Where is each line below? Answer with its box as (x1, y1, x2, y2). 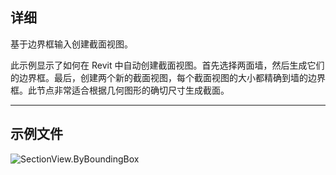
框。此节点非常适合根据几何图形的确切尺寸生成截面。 (10, 84, 230, 96)
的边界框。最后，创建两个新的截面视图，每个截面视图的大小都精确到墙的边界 (10, 71, 326, 83)
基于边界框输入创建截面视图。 (10, 38, 133, 50)
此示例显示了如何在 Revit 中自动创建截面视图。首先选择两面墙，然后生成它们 (10, 59, 325, 71)
